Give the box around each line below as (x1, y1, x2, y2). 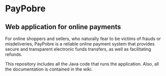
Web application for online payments (5, 23, 121, 31)
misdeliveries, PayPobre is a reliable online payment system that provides (5, 41, 155, 47)
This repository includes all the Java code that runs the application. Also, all (5, 61, 159, 67)
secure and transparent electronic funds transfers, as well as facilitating (5, 46, 152, 52)
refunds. (5, 51, 22, 57)
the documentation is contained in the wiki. (5, 66, 93, 72)
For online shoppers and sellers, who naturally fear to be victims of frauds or (5, 36, 161, 41)
